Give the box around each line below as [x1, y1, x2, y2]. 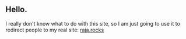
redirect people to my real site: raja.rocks [5, 26, 104, 33]
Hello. [5, 5, 27, 15]
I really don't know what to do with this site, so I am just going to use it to [5, 20, 180, 27]
